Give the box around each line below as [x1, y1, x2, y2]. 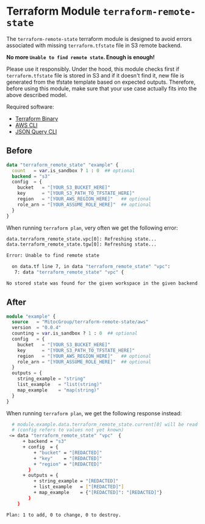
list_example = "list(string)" [17, 382, 103, 388]
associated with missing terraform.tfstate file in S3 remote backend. [6, 42, 182, 49]
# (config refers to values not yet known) [12, 427, 124, 433]
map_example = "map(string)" [17, 387, 99, 393]
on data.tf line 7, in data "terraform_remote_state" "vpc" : [12, 264, 171, 270]
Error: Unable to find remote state [6, 252, 99, 259]
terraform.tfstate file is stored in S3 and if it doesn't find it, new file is [6, 71, 184, 79]
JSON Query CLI [15, 128, 57, 135]
